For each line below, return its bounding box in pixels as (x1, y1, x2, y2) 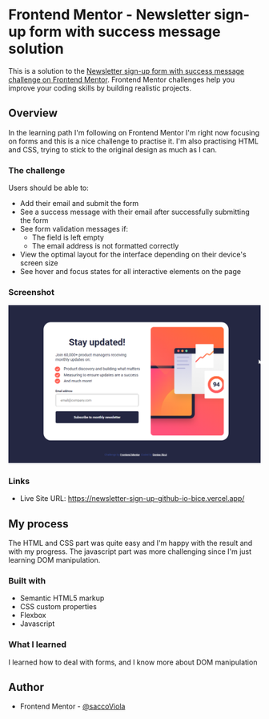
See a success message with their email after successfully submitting (19, 207, 250, 217)
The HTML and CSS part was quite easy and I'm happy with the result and (8, 538, 253, 547)
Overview (8, 107, 58, 120)
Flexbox (19, 611, 46, 620)
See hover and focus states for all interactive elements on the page (19, 267, 242, 277)
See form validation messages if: (19, 224, 129, 234)
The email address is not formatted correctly (31, 241, 179, 251)
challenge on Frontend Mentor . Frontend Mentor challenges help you (8, 75, 235, 84)
